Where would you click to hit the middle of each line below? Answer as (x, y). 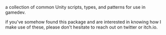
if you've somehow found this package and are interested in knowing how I (83, 22)
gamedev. (16, 12)
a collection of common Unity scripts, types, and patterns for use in (75, 7)
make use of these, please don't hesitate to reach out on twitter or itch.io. (81, 27)
